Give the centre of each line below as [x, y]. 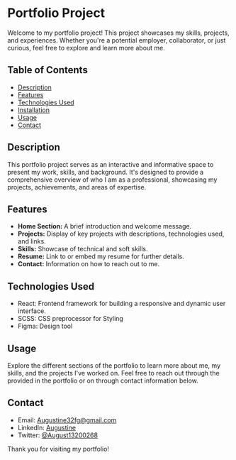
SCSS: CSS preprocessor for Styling [71, 319]
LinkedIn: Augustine [47, 427]
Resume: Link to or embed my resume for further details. [101, 256]
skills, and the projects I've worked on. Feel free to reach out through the [113, 373]
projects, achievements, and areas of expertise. [77, 187]
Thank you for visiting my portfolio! [58, 449]
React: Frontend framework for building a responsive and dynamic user [122, 304]
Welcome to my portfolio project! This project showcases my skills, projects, [118, 33]
